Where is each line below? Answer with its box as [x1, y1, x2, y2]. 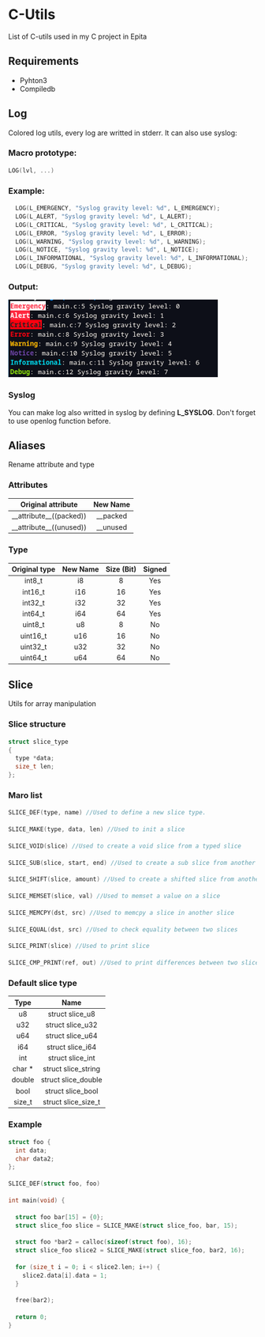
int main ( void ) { [8, 1196, 65, 1204]
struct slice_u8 [47, 1009, 96, 1018]
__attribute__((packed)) [11, 512, 87, 521]
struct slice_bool [44, 1086, 99, 1096]
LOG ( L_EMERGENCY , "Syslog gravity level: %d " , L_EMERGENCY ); [15, 204, 221, 213]
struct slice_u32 [45, 1020, 98, 1029]
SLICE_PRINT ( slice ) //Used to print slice [8, 942, 150, 950]
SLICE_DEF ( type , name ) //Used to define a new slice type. [8, 809, 207, 817]
